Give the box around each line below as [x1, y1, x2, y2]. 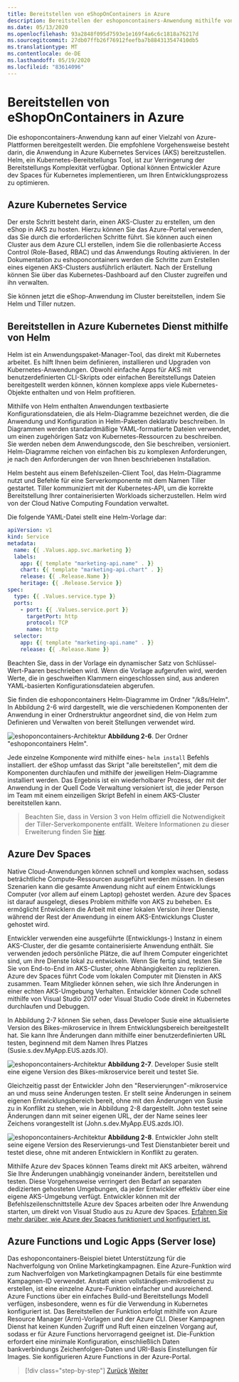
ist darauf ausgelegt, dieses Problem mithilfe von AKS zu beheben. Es [7, 897, 212, 905]
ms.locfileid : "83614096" [7, 63, 84, 71]
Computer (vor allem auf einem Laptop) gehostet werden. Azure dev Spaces [7, 890, 231, 898]
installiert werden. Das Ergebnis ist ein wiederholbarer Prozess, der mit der [7, 776, 227, 784]
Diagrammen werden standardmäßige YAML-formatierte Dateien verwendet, [7, 425, 231, 433]
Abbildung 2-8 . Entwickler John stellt [107, 1133, 218, 1141]
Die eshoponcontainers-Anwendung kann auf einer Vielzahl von [7, 133, 195, 141]
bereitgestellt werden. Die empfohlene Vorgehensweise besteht [43, 140, 230, 149]
